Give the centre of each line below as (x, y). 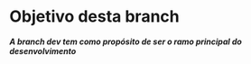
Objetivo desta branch (94, 17)
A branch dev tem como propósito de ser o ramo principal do (125, 41)
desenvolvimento (43, 50)
